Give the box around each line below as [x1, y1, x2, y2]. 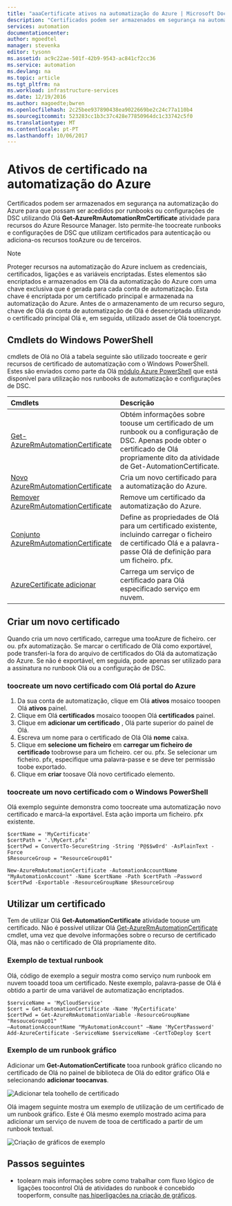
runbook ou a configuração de [119, 427, 219, 436]
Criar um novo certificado [7, 616, 120, 628]
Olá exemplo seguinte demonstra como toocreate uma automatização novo [7, 803, 221, 811]
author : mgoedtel [7, 36, 57, 43]
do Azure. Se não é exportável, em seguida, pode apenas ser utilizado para [7, 657, 222, 665]
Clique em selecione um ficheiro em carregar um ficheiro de [17, 741, 193, 749]
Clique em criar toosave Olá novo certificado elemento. [17, 770, 175, 779]
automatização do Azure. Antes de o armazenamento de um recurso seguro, [7, 300, 225, 308]
